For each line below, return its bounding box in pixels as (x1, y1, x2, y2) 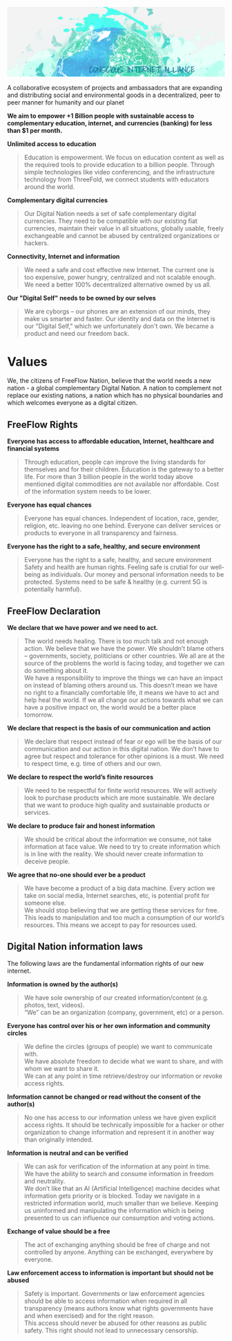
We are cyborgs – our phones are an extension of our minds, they (23, 307, 211, 316)
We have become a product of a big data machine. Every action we (23, 884, 215, 892)
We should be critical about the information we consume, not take (23, 835, 212, 843)
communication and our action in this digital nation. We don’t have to (23, 745, 220, 753)
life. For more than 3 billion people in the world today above (23, 473, 193, 481)
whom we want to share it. (23, 1064, 99, 1072)
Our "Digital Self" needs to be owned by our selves (7, 294, 157, 303)
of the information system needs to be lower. (23, 487, 152, 496)
